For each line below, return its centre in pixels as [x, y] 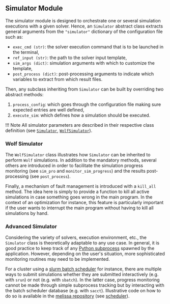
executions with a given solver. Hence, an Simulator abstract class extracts [84, 26]
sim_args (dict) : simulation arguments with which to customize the [84, 63]
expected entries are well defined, [48, 109]
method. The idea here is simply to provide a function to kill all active [77, 192]
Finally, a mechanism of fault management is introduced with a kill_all [81, 186]
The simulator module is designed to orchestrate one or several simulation [83, 20]
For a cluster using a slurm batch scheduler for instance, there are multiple [83, 269]
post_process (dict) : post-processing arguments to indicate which [83, 74]
